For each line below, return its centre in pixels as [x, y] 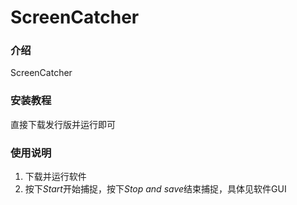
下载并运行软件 [55, 177]
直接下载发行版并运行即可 [63, 124]
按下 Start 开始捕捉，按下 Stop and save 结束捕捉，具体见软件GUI [155, 189]
